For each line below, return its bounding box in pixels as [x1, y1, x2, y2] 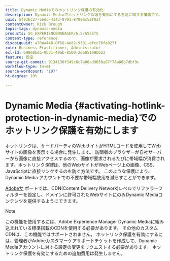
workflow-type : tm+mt [5, 64, 51, 69]
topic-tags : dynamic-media [5, 26, 62, 31]
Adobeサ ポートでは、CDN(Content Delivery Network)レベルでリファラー [5, 185, 159, 191]
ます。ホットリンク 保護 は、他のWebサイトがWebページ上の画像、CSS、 [5, 161, 157, 168]
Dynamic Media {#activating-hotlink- [5, 100, 165, 112]
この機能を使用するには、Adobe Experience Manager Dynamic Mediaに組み [5, 218, 164, 224]
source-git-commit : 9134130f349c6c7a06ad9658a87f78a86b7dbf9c [5, 59, 140, 64]
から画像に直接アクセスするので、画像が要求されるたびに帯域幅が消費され [9, 155, 165, 161]
